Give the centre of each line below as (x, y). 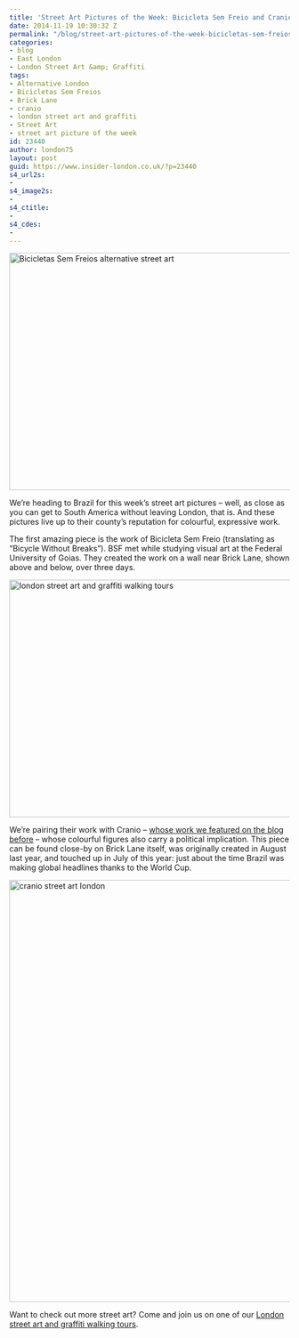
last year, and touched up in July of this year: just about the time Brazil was (147, 858)
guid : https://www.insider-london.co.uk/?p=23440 (103, 166)
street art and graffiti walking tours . (74, 1324)
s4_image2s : (31, 191)
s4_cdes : (25, 224)
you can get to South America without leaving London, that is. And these (142, 512)
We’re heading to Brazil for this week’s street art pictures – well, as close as (147, 503)
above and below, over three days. (73, 568)
